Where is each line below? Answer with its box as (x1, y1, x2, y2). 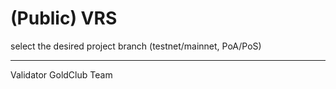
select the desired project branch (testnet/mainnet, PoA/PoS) (10, 40, 262, 52)
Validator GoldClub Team (10, 68, 113, 81)
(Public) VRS (10, 7, 118, 30)
